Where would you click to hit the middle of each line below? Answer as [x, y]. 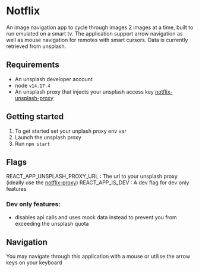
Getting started [35, 117]
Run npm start [32, 143]
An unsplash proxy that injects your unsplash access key [84, 92]
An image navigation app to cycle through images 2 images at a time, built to [100, 27]
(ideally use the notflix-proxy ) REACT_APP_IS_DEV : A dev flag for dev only [98, 183]
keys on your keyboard [34, 263]
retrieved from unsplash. [36, 46]
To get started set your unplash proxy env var [70, 131]
